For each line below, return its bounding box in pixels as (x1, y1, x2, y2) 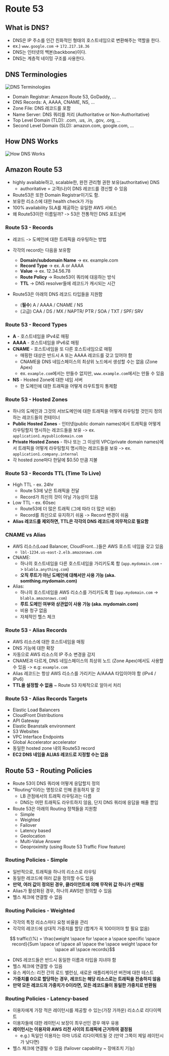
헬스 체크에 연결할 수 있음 (12, 963, 63, 969)
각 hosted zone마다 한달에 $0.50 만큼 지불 (12, 457, 98, 463)
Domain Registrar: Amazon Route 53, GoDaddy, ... (12, 93, 117, 99)
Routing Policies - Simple (5, 856, 68, 863)
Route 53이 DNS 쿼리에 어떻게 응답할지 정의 (12, 780, 100, 786)
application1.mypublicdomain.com (12, 434, 83, 439)
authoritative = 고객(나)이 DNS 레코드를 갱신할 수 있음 (20, 186, 128, 192)
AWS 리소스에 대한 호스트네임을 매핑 (12, 639, 85, 645)
